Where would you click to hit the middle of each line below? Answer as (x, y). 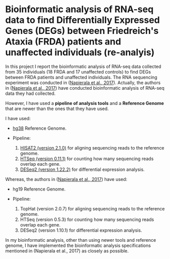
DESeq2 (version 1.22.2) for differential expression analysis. (82, 169)
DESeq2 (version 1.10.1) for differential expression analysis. (81, 230)
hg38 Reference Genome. (39, 128)
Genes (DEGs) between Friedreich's (82, 31)
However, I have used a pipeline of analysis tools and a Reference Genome (85, 103)
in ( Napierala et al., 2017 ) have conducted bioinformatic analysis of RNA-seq (85, 88)
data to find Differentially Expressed (83, 20)
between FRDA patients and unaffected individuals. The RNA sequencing (81, 77)
